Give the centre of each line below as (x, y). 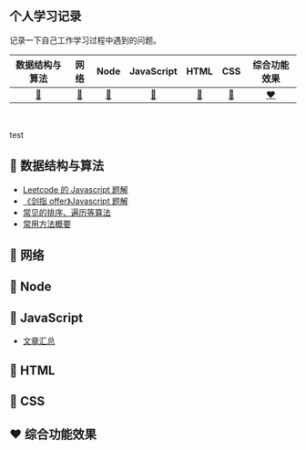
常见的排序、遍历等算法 (66, 212)
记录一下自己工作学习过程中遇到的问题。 (85, 40)
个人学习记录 (46, 16)
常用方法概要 (46, 224)
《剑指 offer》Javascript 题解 (75, 201)
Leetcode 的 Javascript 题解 (76, 189)
